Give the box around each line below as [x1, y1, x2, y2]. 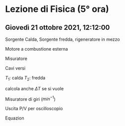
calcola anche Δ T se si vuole [5, 85, 64, 91]
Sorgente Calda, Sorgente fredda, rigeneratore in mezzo [5, 36, 120, 42]
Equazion [5, 115, 24, 121]
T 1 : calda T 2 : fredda [5, 75, 46, 82]
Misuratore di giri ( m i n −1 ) [5, 95, 56, 102]
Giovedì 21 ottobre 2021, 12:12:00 [5, 23, 110, 32]
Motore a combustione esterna [5, 46, 68, 52]
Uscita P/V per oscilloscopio [5, 106, 63, 112]
